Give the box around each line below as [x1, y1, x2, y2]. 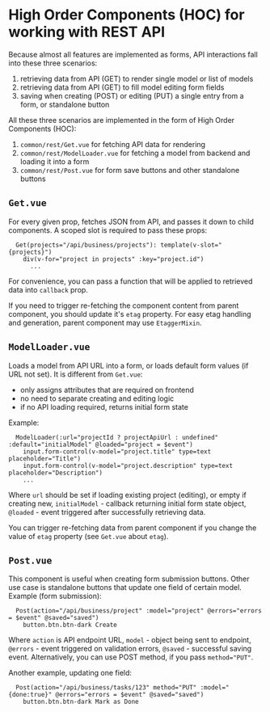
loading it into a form [19, 156, 90, 166]
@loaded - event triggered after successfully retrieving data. [8, 507, 206, 516]
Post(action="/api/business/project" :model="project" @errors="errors [15, 607, 263, 615]
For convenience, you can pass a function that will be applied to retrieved [8, 276, 253, 286]
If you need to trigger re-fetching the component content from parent [8, 301, 239, 310]
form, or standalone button [19, 99, 110, 109]
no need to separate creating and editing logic [19, 394, 175, 403]
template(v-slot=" [160, 241, 222, 249]
